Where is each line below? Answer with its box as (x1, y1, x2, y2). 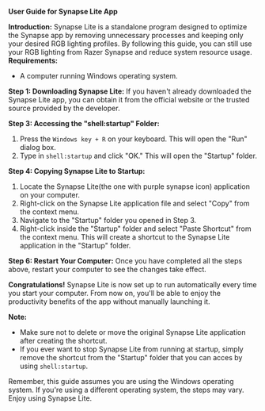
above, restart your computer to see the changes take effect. (8, 265, 207, 274)
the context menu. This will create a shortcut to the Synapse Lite (19, 232, 230, 241)
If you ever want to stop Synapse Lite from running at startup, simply (19, 344, 244, 354)
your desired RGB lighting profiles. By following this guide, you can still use (8, 39, 252, 48)
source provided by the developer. (8, 103, 120, 113)
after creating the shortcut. (19, 336, 108, 345)
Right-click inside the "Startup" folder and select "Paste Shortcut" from (19, 224, 252, 233)
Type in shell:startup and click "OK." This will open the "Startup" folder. (19, 151, 257, 160)
